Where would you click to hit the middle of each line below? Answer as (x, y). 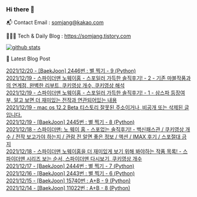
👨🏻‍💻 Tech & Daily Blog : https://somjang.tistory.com (69, 36)
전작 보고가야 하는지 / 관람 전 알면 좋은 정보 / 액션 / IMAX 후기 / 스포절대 (98, 137)
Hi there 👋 (21, 9)
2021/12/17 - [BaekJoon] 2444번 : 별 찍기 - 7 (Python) (70, 166)
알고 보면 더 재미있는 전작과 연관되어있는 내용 (65, 100)
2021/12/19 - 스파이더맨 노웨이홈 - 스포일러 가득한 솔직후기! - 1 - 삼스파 (88, 93)
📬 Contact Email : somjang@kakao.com (55, 22)
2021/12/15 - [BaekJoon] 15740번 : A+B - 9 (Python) (68, 181)
